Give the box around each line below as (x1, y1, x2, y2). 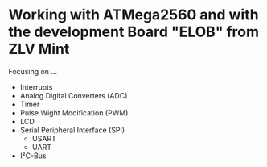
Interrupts (19, 82, 53, 92)
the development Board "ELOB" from (8, 23, 260, 41)
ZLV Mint (8, 40, 70, 58)
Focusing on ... (8, 66, 58, 76)
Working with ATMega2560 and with (8, 6, 259, 24)
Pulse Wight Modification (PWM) (19, 107, 129, 118)
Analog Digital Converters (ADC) (19, 90, 128, 100)
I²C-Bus (19, 151, 47, 161)
